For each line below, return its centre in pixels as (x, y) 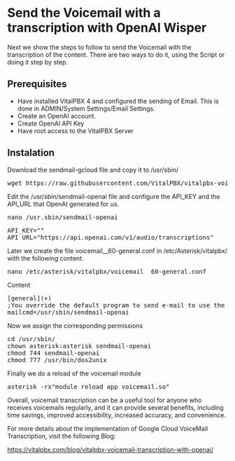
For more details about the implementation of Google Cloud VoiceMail (108, 428)
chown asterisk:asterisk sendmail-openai (79, 346)
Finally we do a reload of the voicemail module (74, 373)
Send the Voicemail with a (84, 13)
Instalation (31, 153)
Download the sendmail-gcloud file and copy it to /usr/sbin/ (93, 170)
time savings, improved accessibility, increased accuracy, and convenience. (116, 415)
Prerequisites (37, 84)
